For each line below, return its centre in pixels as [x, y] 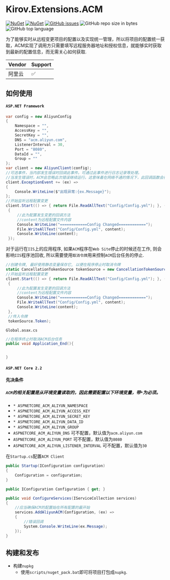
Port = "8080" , [31, 149]
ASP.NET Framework [25, 106]
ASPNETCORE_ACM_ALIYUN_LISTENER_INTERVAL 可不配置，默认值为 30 [80, 446]
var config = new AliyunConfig [39, 116]
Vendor [17, 64]
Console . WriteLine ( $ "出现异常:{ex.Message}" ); [63, 191]
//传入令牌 [18, 316]
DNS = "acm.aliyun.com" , [41, 140]
